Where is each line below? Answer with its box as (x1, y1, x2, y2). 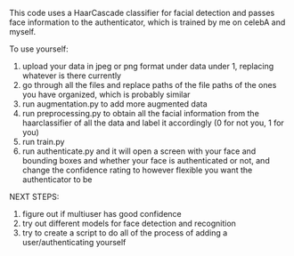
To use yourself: (9, 44, 69, 54)
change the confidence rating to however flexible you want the (21, 164, 253, 175)
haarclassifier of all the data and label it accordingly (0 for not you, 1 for (21, 117, 285, 128)
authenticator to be (21, 174, 93, 185)
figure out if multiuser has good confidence (21, 209, 182, 219)
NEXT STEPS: (9, 191, 60, 202)
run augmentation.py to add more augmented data (21, 99, 208, 109)
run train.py (21, 137, 65, 147)
